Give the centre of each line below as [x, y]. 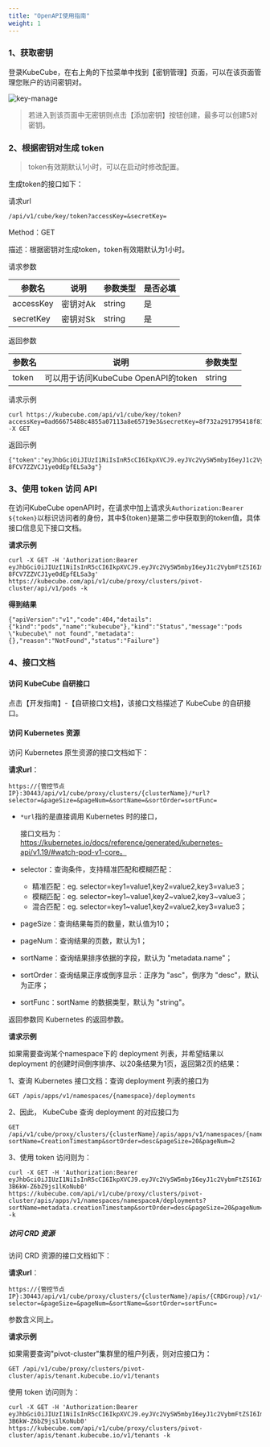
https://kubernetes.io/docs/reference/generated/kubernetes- [121, 842]
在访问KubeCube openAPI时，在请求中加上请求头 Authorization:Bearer [126, 508]
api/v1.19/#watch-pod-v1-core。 [73, 852]
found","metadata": [102, 634]
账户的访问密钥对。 [54, 82]
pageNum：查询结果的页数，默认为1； [83, 940]
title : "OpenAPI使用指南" [49, 16]
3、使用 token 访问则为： [50, 1157]
